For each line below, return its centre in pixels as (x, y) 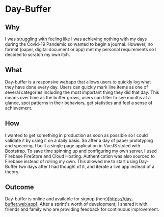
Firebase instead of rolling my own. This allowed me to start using (72, 161)
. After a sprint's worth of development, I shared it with (92, 204)
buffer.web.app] (21, 204)
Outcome (20, 187)
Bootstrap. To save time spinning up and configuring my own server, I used (81, 151)
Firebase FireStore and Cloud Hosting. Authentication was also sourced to (80, 156)
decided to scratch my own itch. (38, 54)
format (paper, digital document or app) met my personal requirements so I (81, 49)
